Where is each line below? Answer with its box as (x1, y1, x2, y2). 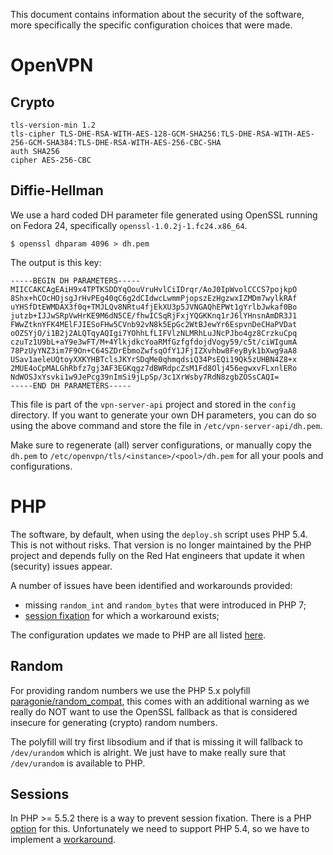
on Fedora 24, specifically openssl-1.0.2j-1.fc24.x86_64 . (10, 219, 248, 231)
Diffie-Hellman (10, 182, 104, 199)
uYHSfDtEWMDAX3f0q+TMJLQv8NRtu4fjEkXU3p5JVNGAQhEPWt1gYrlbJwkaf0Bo (10, 302, 298, 312)
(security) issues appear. (10, 560, 113, 572)
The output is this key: (10, 256, 102, 268)
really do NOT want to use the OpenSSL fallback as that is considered (10, 705, 298, 718)
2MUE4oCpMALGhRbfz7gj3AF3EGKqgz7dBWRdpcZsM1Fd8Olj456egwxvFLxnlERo (10, 363, 298, 373)
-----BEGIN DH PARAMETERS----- (10, 275, 141, 286)
